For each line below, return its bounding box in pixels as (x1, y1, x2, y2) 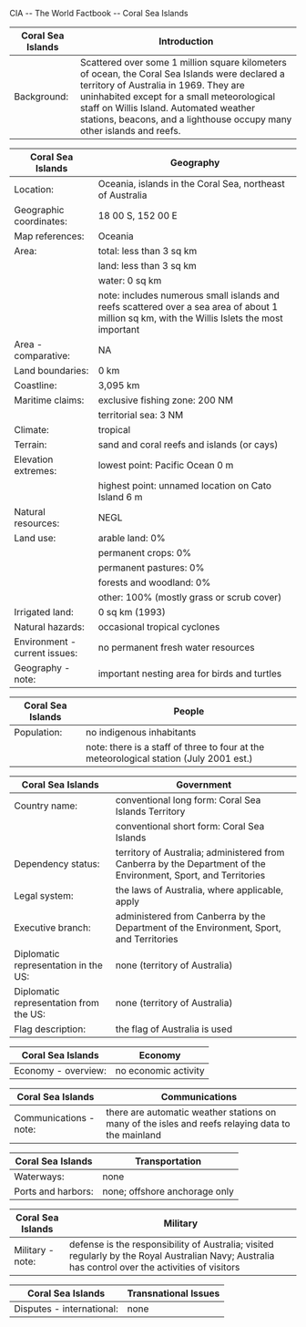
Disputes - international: (14, 1302, 118, 1315)
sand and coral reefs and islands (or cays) (97, 438, 279, 450)
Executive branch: (14, 921, 91, 933)
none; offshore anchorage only (102, 1185, 235, 1198)
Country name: (14, 799, 78, 812)
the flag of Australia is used (115, 1023, 233, 1035)
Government (176, 778, 232, 791)
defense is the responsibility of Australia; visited (69, 1239, 275, 1250)
